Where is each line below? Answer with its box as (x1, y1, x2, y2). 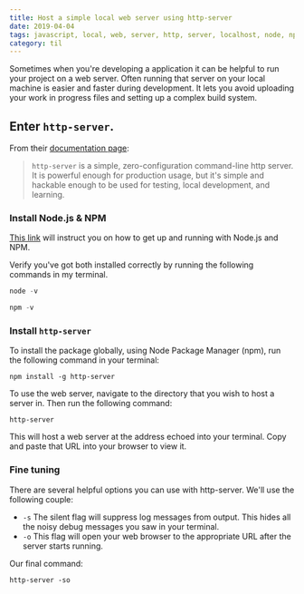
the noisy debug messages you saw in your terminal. (22, 521, 220, 531)
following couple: (9, 493, 74, 504)
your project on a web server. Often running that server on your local (9, 73, 265, 84)
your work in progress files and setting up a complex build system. (9, 93, 258, 103)
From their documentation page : (9, 142, 129, 154)
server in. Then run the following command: (9, 398, 173, 409)
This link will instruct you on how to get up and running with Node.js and (9, 232, 279, 243)
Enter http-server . (9, 119, 115, 134)
